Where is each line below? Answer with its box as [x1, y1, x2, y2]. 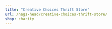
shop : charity [5, 16, 35, 21]
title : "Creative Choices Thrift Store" [5, 7, 90, 12]
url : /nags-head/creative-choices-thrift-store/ [5, 12, 108, 17]
